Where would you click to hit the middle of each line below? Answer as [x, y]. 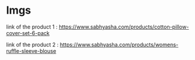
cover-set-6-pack [28, 33]
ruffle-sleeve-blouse [31, 50]
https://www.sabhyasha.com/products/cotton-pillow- [124, 27]
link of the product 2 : [33, 45]
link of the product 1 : [32, 27]
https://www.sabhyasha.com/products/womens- [119, 45]
